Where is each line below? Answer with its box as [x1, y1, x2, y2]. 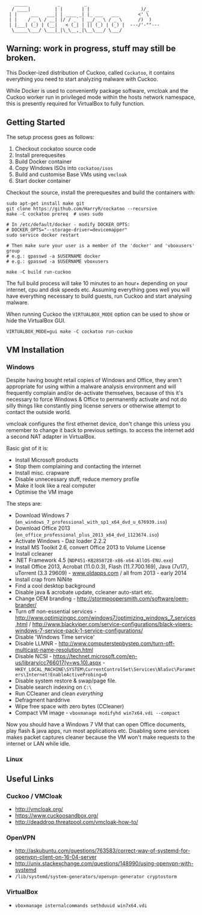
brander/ [14, 602, 37, 609]
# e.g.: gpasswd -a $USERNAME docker [6, 253, 101, 259]
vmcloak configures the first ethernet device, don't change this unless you [6, 420, 191, 427]
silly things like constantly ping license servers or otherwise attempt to [6, 402, 181, 409]
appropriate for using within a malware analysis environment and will [6, 383, 176, 390]
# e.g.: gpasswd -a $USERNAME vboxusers [6, 258, 109, 265]
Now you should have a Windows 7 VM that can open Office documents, [6, 721, 186, 728]
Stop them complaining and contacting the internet [14, 463, 141, 470]
